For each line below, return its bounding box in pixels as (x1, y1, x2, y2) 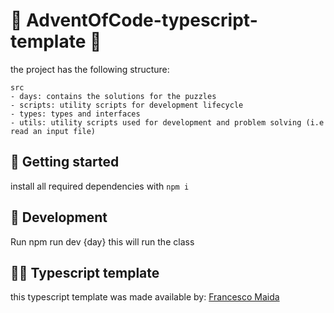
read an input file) (10, 126, 97, 136)
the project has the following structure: (10, 63, 170, 75)
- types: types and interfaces (10, 109, 141, 119)
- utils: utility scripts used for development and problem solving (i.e (10, 117, 325, 128)
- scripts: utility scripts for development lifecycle (10, 100, 244, 110)
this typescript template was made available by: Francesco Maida (10, 291, 280, 303)
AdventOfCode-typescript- (26, 9, 258, 32)
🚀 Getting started (10, 154, 120, 171)
